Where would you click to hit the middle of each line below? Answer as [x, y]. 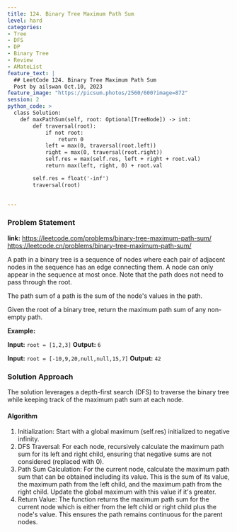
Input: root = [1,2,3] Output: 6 [54, 344]
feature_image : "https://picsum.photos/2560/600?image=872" [98, 93]
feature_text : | [31, 73]
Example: [22, 331]
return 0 [70, 139]
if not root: [64, 133]
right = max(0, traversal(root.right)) [104, 153]
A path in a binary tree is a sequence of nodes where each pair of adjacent [116, 259]
